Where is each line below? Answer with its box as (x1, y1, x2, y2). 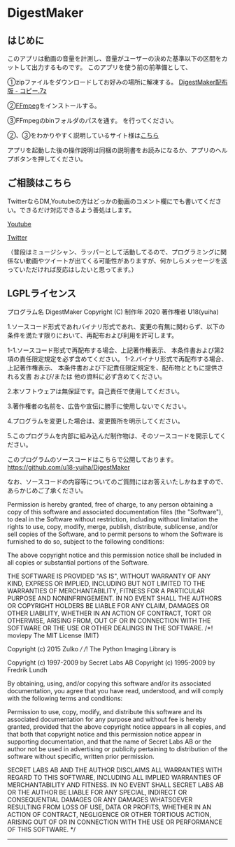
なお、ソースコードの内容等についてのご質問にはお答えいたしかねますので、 (7, 477, 227, 486)
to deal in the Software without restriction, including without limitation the (7, 515, 218, 523)
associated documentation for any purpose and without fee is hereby (7, 715, 206, 723)
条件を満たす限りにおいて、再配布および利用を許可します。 (7, 331, 178, 340)
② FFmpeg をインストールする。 (7, 101, 101, 110)
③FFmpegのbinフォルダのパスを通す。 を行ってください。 (7, 117, 178, 124)
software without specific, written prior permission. (7, 752, 155, 760)
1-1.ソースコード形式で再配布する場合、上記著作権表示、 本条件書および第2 (7, 346, 225, 354)
